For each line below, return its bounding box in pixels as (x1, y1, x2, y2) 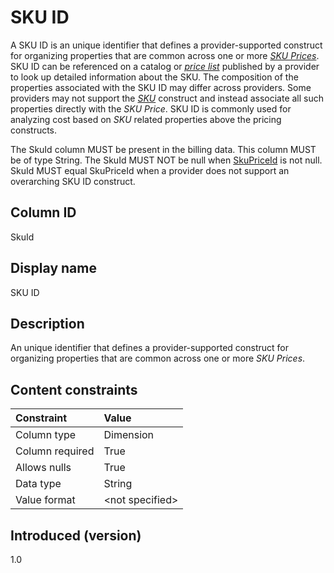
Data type (15, 477, 62, 491)
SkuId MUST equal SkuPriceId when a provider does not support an (10, 164, 290, 176)
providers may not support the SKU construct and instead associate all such (10, 92, 324, 104)
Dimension (103, 428, 155, 442)
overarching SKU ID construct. (10, 175, 136, 187)
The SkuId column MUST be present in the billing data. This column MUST (10, 143, 317, 155)
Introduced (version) (10, 527, 142, 544)
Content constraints (10, 381, 138, 398)
